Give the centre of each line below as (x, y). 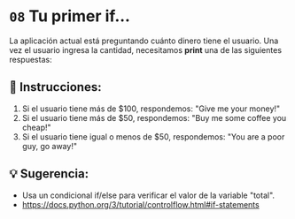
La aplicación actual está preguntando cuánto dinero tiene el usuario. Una (144, 41)
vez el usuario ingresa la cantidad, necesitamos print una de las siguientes (145, 49)
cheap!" (36, 127)
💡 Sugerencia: (49, 174)
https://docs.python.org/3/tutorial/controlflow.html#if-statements (140, 204)
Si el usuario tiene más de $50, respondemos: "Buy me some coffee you (154, 117)
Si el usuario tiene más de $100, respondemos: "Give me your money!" (151, 109)
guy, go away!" (50, 146)
